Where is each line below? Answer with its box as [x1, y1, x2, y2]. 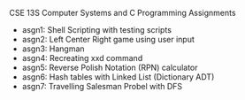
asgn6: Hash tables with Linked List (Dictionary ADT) [21, 72, 215, 82]
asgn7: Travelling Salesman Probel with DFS [21, 81, 183, 91]
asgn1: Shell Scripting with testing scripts [21, 25, 172, 35]
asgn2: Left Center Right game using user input [21, 35, 195, 44]
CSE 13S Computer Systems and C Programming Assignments [9, 8, 236, 18]
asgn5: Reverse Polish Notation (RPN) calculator [21, 62, 198, 73]
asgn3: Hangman [21, 43, 86, 54]
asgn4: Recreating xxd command [21, 53, 143, 63]
